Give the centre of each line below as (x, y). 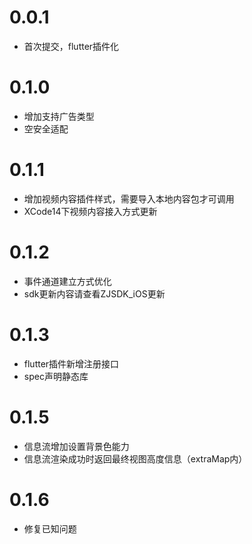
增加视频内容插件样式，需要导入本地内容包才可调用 (129, 198)
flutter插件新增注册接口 (71, 363)
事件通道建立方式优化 (67, 281)
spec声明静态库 (56, 376)
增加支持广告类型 (59, 116)
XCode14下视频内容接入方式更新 (90, 211)
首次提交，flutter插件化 (71, 46)
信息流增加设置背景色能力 (76, 446)
